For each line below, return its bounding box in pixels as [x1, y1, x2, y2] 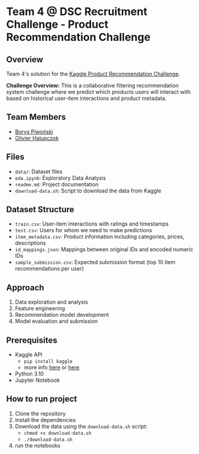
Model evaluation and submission [14, 317, 98, 325]
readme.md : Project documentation [14, 180, 99, 188]
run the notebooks [14, 441, 61, 449]
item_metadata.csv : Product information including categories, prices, [14, 233, 185, 241]
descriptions [14, 239, 46, 247]
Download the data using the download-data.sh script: [14, 423, 148, 430]
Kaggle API [14, 351, 43, 358]
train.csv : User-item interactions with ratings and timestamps [14, 220, 169, 227]
